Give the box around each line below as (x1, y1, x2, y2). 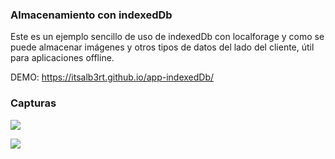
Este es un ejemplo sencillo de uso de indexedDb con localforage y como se (10, 31, 325, 43)
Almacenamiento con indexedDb (10, 8, 173, 22)
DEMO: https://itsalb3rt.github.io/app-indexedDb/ (10, 71, 215, 83)
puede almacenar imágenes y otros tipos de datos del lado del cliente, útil (10, 41, 315, 53)
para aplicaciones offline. (10, 52, 115, 64)
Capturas (10, 96, 57, 110)
